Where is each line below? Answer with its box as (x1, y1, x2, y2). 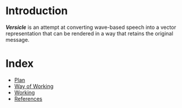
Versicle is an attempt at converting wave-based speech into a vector (5, 24, 177, 31)
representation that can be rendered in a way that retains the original (5, 30, 173, 37)
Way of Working (14, 83, 54, 90)
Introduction (5, 4, 68, 18)
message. (5, 36, 30, 43)
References (14, 95, 43, 102)
